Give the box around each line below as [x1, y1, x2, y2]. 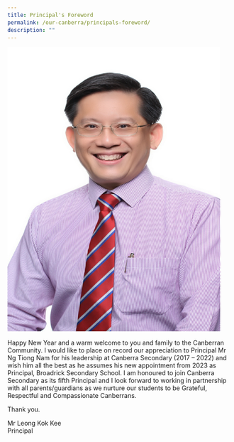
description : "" [7, 26, 55, 33]
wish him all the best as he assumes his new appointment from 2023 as [7, 361, 216, 370]
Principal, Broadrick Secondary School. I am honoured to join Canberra [7, 369, 215, 377]
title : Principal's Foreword [7, 11, 94, 18]
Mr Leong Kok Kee [7, 419, 62, 428]
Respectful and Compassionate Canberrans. [7, 392, 137, 400]
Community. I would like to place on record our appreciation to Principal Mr [7, 346, 227, 355]
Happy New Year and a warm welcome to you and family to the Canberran [7, 338, 225, 347]
